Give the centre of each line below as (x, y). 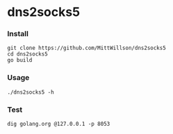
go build (20, 60)
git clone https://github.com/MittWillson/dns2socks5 (87, 48)
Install (18, 34)
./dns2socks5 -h (31, 92)
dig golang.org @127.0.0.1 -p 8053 (59, 124)
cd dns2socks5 (28, 54)
